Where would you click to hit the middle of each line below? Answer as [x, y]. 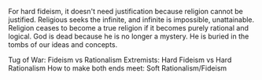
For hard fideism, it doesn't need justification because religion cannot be [126, 11]
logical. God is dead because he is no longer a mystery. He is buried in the [129, 36]
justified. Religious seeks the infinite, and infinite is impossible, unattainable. [131, 20]
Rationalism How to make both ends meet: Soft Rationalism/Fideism [118, 68]
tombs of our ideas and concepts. [63, 45]
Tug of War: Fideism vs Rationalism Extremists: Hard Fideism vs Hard [120, 60]
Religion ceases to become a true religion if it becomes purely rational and [129, 28]
